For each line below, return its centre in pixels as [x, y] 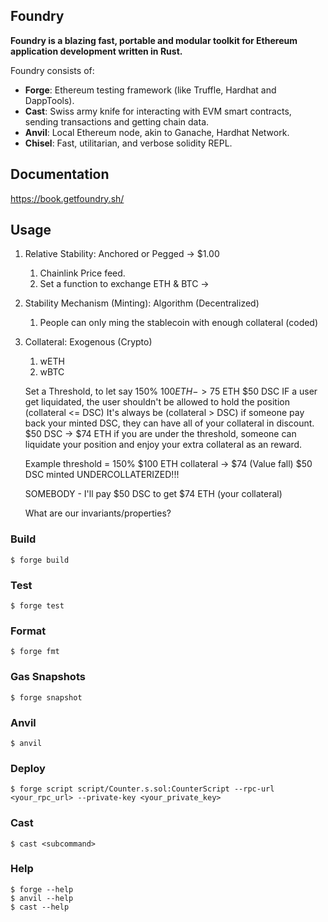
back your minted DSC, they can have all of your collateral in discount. [169, 423]
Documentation [60, 174]
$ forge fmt [35, 652]
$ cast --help [40, 907]
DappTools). [49, 100]
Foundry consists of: [52, 70]
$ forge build [40, 560]
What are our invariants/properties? [98, 513]
